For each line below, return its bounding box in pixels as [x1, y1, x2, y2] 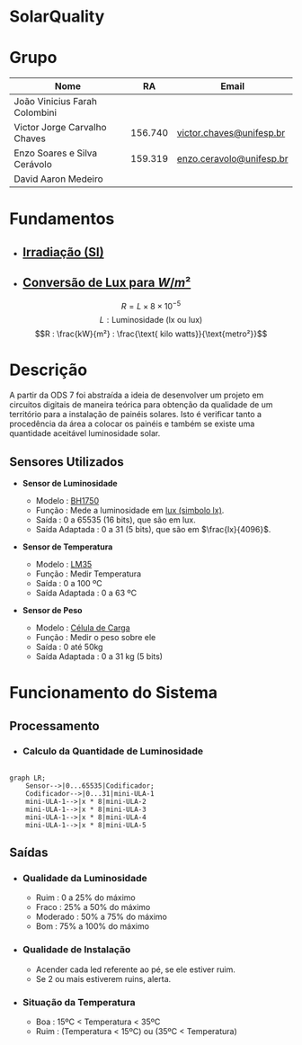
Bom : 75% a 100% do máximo [35, 921, 150, 932]
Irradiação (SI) [22, 245, 105, 260]
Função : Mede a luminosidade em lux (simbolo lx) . [35, 505, 225, 515]
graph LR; [9, 773, 47, 782]
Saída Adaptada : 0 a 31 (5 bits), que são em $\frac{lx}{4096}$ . [35, 523, 271, 534]
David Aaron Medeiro [13, 173, 103, 185]
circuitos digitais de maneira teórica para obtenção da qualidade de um [9, 399, 273, 410]
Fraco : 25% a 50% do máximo [35, 902, 151, 913]
